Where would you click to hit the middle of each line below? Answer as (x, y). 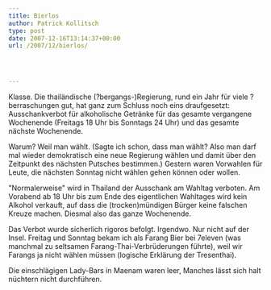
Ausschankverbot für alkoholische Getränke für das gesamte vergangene (130, 114)
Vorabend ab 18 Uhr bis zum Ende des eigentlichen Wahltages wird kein (128, 197)
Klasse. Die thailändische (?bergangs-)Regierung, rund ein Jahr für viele (128, 97)
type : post (27, 31)
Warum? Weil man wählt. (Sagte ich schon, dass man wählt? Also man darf (132, 147)
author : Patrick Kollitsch (54, 23)
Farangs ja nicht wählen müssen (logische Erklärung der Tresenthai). (123, 255)
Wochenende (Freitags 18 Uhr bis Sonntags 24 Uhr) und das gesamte (124, 122)
